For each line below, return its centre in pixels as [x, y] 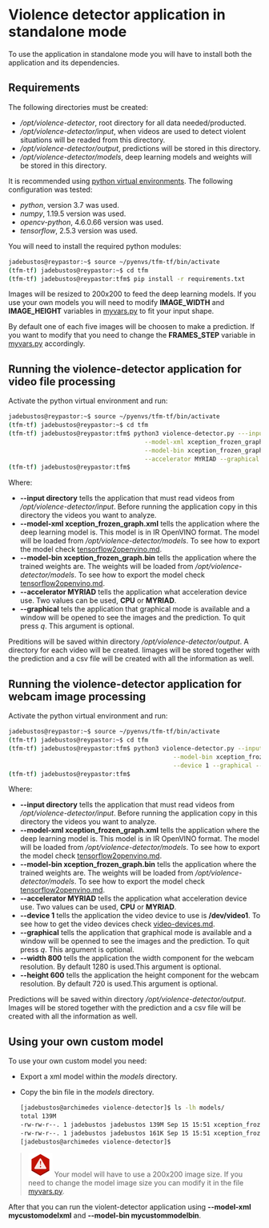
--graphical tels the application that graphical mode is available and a [135, 609]
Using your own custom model [86, 1041]
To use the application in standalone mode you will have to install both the [130, 54]
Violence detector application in [117, 15]
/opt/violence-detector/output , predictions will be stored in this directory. [140, 148]
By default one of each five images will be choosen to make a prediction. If [131, 327]
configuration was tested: [50, 189]
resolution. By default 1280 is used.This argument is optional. [120, 967]
